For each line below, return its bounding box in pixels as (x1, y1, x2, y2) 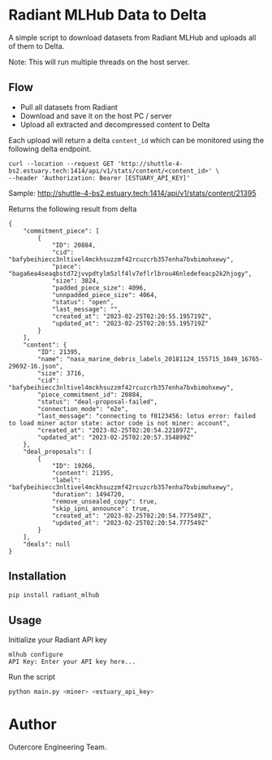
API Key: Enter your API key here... (8, 657, 136, 666)
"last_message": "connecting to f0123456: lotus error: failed (37, 412, 256, 420)
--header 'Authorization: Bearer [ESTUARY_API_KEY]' (8, 173, 191, 182)
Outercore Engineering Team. (8, 742, 107, 752)
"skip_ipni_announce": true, (51, 504, 151, 513)
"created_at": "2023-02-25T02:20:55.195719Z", (51, 312, 213, 321)
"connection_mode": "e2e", (37, 404, 129, 413)
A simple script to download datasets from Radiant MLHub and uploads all (8, 33, 257, 42)
